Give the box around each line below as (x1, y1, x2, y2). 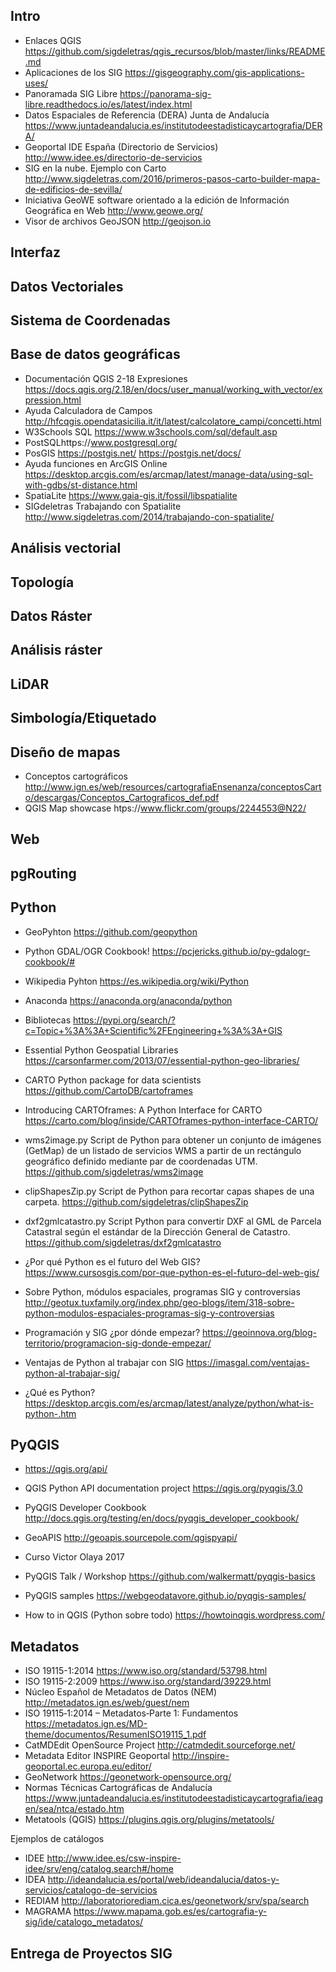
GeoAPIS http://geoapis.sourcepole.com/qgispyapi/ (24, 1532, 238, 1544)
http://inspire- (172, 1750, 230, 1762)
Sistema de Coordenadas (10, 312, 171, 329)
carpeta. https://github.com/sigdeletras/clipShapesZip (24, 1195, 249, 1208)
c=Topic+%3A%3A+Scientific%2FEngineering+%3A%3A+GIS (24, 1024, 283, 1036)
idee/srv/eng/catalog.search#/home (24, 1863, 174, 1875)
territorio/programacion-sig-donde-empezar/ (24, 1337, 212, 1349)
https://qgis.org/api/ (24, 1463, 108, 1475)
